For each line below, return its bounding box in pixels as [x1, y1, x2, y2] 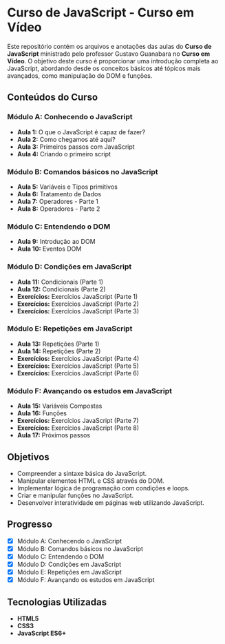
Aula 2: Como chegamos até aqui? [17, 135, 116, 143]
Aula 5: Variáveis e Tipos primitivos [17, 183, 118, 191]
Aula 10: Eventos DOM [17, 245, 82, 253]
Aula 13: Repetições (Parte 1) [17, 340, 100, 348]
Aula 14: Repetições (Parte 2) [17, 346, 101, 355]
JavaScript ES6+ [17, 629, 67, 637]
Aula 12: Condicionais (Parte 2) [17, 284, 106, 293]
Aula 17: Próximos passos [17, 431, 91, 439]
